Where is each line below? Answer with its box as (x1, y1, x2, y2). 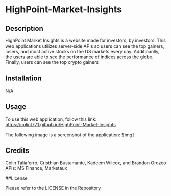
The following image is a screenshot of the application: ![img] (5, 132, 134, 138)
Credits (5, 146, 30, 155)
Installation (5, 74, 42, 83)
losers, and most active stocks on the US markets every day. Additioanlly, (5, 49, 160, 54)
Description (5, 24, 43, 33)
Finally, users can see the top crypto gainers (5, 59, 99, 65)
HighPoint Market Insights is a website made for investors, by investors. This (5, 37, 166, 43)
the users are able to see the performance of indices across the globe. (5, 54, 154, 60)
